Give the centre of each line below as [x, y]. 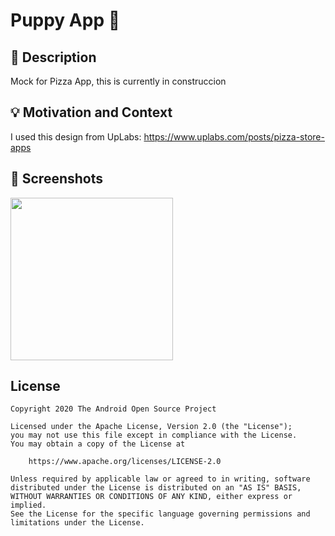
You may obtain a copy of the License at [98, 444]
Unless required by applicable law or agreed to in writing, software [160, 479]
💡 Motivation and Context [91, 112]
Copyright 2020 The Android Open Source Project [113, 409]
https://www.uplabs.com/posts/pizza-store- [234, 136]
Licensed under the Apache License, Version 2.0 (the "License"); [151, 427]
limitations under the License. [77, 523]
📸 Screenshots [57, 179]
